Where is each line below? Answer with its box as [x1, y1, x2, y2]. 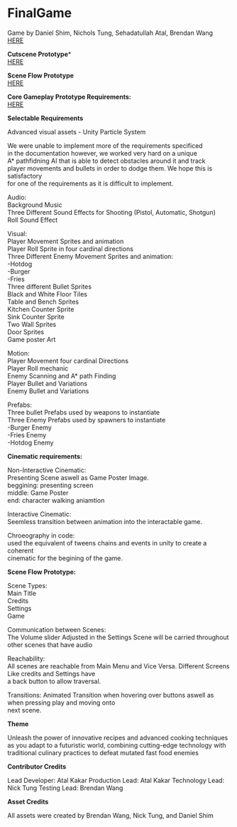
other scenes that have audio [7, 640, 93, 649]
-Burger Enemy [7, 423, 52, 432]
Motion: [7, 348, 30, 357]
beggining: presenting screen [7, 481, 94, 489]
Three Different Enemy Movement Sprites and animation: [7, 252, 174, 260]
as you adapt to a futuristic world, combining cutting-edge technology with [7, 741, 226, 749]
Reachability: [7, 654, 45, 663]
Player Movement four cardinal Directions [7, 356, 129, 365]
